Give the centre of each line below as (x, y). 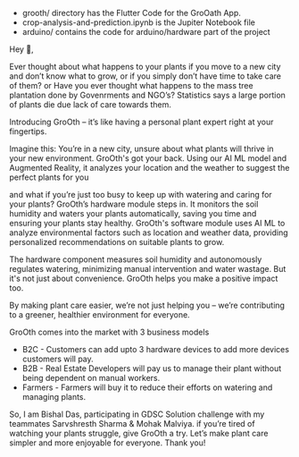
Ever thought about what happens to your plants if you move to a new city (145, 67)
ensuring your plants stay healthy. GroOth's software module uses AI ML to (147, 223)
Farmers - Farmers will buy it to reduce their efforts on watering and (147, 387)
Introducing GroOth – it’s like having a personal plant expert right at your (141, 122)
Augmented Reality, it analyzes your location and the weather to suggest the (149, 168)
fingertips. (28, 131)
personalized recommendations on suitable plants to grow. (117, 242)
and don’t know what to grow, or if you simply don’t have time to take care (145, 76)
